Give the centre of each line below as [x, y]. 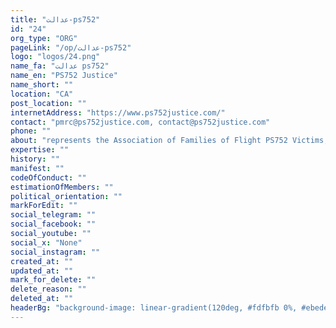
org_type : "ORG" [44, 38]
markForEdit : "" [44, 206]
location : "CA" [42, 94]
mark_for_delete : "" [53, 280]
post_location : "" [48, 103]
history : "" [35, 159]
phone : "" [31, 131]
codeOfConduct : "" [48, 177]
